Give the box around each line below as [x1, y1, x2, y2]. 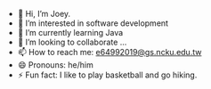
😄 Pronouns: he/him [17, 60, 93, 70]
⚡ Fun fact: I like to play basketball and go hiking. [17, 69, 198, 80]
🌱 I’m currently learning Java [17, 28, 124, 37]
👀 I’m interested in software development [17, 18, 169, 28]
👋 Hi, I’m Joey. [17, 9, 71, 19]
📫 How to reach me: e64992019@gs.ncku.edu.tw [17, 47, 202, 57]
